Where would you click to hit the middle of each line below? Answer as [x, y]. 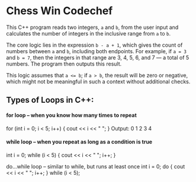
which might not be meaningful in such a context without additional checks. [98, 82]
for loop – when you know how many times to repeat [72, 115]
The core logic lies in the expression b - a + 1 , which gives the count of [94, 45]
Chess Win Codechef [60, 11]
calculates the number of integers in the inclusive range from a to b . [89, 33]
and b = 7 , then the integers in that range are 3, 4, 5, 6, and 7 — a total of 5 [98, 57]
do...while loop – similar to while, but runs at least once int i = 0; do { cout [96, 166]
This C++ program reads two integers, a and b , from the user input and [92, 27]
